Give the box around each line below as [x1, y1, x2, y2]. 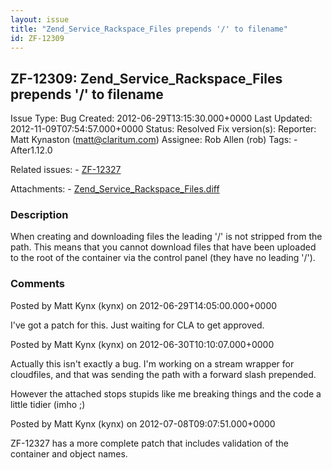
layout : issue [10, 14, 70, 25]
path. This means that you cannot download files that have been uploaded [10, 241, 317, 253]
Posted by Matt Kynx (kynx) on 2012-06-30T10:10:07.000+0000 [10, 338, 275, 350]
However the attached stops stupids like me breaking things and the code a [10, 387, 322, 400]
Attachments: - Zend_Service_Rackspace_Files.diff [10, 183, 220, 195]
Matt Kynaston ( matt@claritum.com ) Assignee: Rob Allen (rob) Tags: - [10, 134, 298, 146]
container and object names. [10, 447, 128, 460]
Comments [10, 277, 65, 291]
